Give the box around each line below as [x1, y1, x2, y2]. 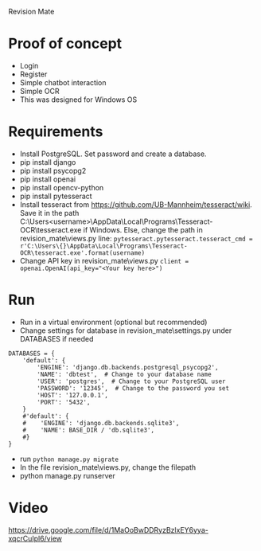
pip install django [19, 157, 76, 166]
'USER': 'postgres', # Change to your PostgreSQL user [37, 377, 226, 385]
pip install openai [19, 174, 76, 184]
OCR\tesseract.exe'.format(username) [19, 248, 146, 257]
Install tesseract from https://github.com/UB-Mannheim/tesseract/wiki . [19, 199, 252, 209]
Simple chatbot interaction [19, 77, 107, 87]
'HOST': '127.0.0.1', [37, 391, 109, 399]
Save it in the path [19, 208, 80, 217]
